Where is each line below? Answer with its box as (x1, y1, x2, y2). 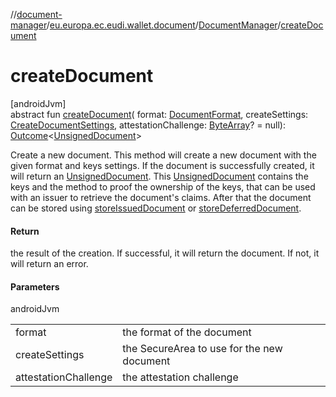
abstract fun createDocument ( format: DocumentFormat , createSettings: (10, 108, 309, 120)
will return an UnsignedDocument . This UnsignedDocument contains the (10, 170, 309, 182)
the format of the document (122, 325, 252, 339)
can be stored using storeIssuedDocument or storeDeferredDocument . (10, 202, 302, 214)
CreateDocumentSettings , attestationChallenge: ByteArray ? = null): (10, 119, 286, 131)
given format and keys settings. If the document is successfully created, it (10, 159, 315, 171)
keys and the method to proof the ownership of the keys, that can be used (10, 180, 316, 193)
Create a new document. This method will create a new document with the (10, 149, 317, 161)
